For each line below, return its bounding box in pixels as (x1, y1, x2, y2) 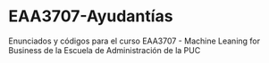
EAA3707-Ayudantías (8, 6, 173, 27)
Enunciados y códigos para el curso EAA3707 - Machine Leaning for (8, 35, 261, 46)
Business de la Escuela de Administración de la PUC (8, 44, 201, 55)
